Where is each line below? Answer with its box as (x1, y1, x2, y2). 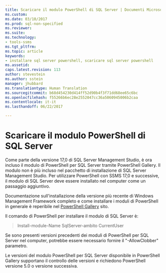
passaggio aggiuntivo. (5, 183, 50, 189)
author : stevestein (5, 72, 45, 77)
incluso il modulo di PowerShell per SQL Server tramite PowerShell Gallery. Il (5, 162, 161, 168)
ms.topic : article (5, 49, 43, 54)
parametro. (5, 243, 28, 249)
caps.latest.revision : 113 (5, 68, 61, 72)
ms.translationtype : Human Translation (5, 85, 87, 91)
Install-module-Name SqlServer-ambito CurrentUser (17, 222, 124, 228)
